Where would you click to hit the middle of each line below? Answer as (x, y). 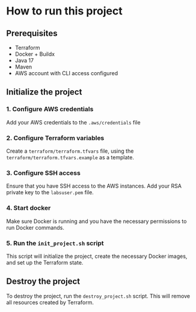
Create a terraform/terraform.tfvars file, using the (70, 151)
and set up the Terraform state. (45, 262)
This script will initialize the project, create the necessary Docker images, (97, 256)
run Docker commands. (35, 227)
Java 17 (24, 60)
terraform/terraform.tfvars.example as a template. (70, 157)
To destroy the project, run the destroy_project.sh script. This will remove (98, 296)
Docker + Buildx (35, 54)
